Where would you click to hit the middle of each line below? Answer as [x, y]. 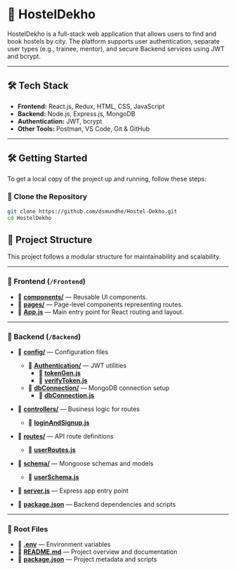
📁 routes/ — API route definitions [65, 436]
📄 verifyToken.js [63, 381]
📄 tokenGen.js [59, 373]
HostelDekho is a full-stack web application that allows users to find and [112, 34]
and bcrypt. [24, 56]
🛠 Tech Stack [38, 86]
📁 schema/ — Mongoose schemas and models [85, 464]
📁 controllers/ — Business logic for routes [79, 409]
